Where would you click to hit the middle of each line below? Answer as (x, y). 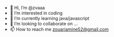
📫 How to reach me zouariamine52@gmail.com (59, 29)
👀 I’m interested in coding (36, 13)
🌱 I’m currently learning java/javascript (49, 18)
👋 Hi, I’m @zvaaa (27, 8)
